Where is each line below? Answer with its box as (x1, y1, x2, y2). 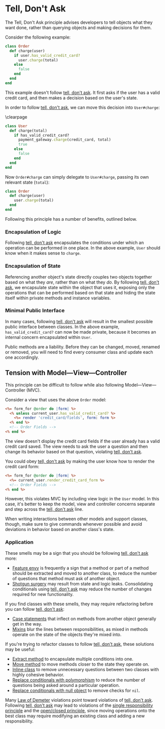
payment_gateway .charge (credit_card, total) (18, 137, 111, 143)
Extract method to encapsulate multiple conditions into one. (12, 656, 133, 662)
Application (5, 539, 33, 546)
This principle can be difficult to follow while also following (5, 382, 124, 388)
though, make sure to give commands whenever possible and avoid (5, 521, 142, 527)
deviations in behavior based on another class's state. (5, 527, 115, 533)
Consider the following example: (5, 34, 71, 40)
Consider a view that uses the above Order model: (5, 396, 107, 402)
